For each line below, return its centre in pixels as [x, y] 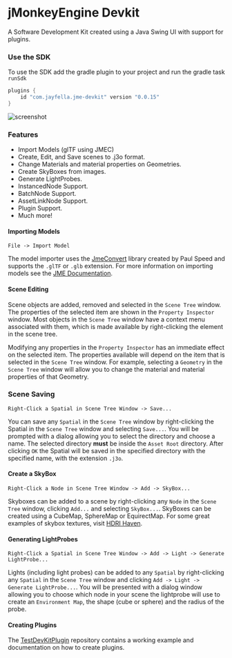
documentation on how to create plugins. [66, 648]
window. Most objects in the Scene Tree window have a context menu [107, 319]
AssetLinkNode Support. [53, 201]
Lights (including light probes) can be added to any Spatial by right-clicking [116, 572]
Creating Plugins [32, 625]
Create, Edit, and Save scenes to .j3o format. [81, 157]
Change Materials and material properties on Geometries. [99, 164]
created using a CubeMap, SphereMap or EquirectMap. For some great [109, 516]
